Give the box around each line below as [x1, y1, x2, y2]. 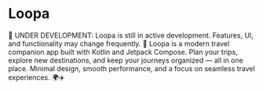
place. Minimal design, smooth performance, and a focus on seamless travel [8, 63, 255, 73]
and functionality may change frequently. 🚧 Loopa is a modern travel [8, 38, 230, 48]
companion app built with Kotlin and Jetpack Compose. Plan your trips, [8, 47, 238, 56]
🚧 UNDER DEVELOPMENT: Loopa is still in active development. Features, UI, [8, 31, 254, 40]
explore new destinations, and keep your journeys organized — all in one [8, 56, 243, 65]
